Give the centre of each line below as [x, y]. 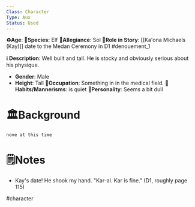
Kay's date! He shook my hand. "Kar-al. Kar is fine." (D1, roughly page [101, 181]
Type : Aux [19, 17]
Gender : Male [32, 77]
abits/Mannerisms [40, 89]
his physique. [23, 65]
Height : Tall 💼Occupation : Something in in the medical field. [89, 83]
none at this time [29, 135]
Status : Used [22, 23]
